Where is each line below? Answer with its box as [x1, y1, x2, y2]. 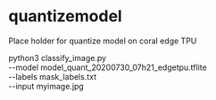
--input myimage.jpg [8, 81, 84, 91]
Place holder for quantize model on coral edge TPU [8, 35, 197, 46]
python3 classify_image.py [8, 52, 107, 63]
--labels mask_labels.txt [8, 71, 97, 81]
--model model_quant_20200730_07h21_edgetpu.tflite [8, 62, 207, 73]
